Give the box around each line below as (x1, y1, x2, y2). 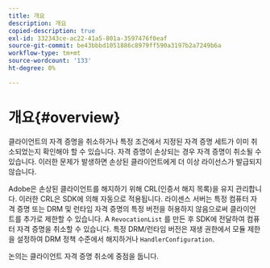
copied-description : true (8, 27, 95, 35)
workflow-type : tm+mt (8, 49, 81, 57)
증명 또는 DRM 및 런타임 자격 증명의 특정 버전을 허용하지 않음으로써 (16, 204, 228, 213)
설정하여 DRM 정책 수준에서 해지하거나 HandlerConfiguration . (16, 234, 215, 244)
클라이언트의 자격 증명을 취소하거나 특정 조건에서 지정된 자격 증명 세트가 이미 (8, 136, 250, 146)
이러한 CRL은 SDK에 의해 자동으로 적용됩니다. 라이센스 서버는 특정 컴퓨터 (19, 194, 249, 204)
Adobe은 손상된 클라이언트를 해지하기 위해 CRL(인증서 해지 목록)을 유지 (8, 183, 235, 193)
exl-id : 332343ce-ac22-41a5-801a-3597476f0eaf (8, 34, 168, 43)
